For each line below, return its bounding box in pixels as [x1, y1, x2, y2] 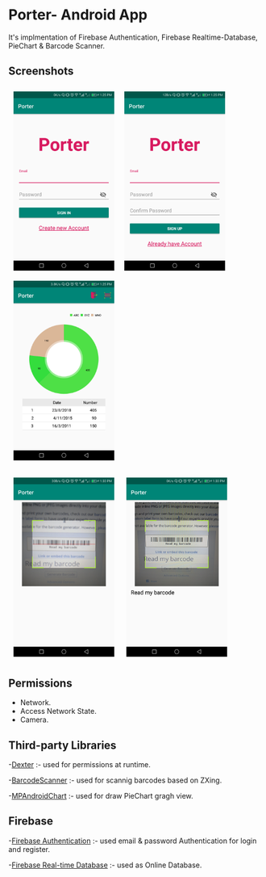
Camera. [19, 715, 49, 724]
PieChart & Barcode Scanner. [8, 40, 106, 50]
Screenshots [8, 65, 74, 78]
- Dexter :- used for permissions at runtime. [8, 760, 151, 770]
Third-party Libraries [8, 738, 117, 752]
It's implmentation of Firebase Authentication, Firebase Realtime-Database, [8, 32, 258, 42]
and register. [8, 844, 51, 854]
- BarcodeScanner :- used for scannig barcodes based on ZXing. [8, 775, 222, 785]
